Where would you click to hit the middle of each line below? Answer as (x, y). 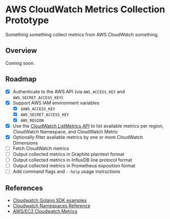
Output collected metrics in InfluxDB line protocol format (72, 160)
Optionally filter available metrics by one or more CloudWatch (78, 137)
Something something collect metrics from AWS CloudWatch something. (82, 34)
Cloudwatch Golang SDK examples (50, 201)
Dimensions (25, 143)
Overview (21, 51)
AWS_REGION (32, 121)
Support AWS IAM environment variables (56, 103)
